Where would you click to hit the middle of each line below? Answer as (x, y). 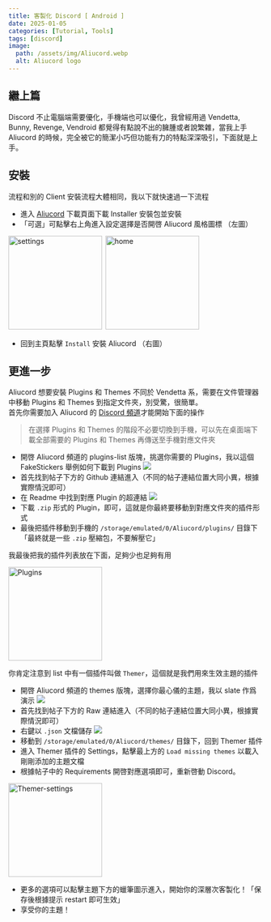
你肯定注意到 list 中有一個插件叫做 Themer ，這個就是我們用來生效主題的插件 (133, 673)
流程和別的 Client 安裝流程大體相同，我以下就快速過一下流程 (108, 196)
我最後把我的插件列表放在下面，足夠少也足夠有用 (90, 555)
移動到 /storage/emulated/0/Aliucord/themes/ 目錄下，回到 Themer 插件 (141, 741)
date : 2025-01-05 (38, 23)
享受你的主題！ (45, 910)
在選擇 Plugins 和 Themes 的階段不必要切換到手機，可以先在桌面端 (140, 429)
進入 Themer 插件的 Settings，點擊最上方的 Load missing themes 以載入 (139, 751)
